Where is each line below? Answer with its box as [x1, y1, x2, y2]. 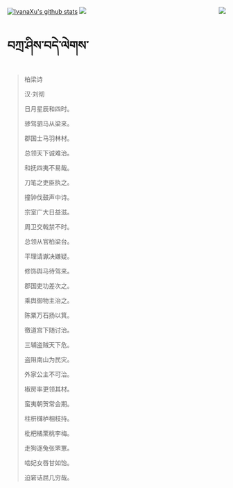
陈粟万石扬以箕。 [24, 311, 74, 319]
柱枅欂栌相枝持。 [24, 414, 74, 423]
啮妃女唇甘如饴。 [24, 458, 74, 466]
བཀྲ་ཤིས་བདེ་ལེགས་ [7, 38, 89, 53]
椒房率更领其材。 [24, 385, 74, 393]
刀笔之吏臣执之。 [24, 178, 74, 187]
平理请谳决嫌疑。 [24, 252, 74, 260]
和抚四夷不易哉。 [24, 163, 74, 171]
